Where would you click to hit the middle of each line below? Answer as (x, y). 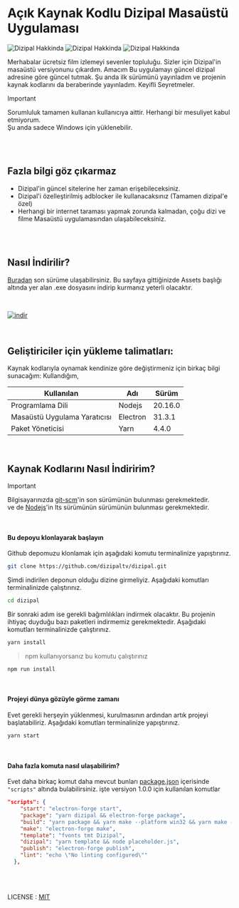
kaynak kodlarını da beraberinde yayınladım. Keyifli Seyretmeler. (101, 84)
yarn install (27, 643)
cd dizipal (23, 601)
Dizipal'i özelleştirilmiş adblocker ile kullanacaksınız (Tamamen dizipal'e (123, 196)
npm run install (31, 669)
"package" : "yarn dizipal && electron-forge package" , (103, 815)
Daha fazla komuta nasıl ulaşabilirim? (64, 765)
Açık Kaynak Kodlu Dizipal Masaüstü (118, 13)
